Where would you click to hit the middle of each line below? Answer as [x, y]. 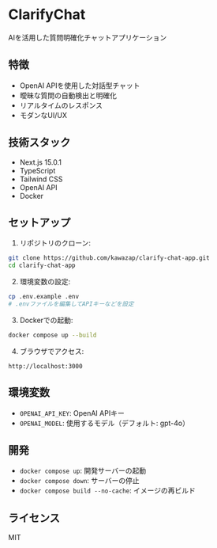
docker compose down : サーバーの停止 [79, 481]
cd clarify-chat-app [42, 266]
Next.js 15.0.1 [40, 162]
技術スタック [39, 143]
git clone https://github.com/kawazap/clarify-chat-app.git [109, 258]
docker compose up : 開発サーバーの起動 [83, 471]
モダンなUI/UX [43, 115]
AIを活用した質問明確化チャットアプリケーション [88, 37]
